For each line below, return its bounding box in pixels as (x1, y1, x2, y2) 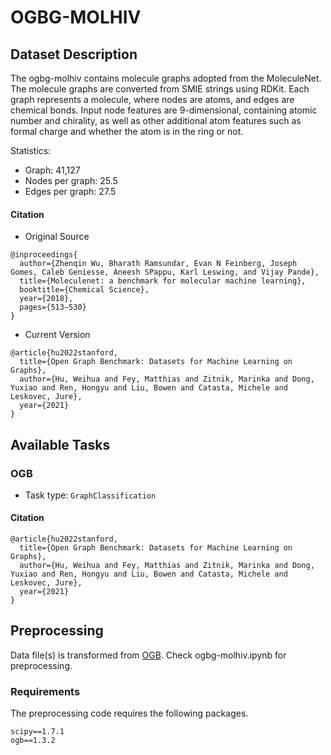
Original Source (24, 231, 90, 243)
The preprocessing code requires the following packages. (10, 707, 249, 720)
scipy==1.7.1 (10, 727, 65, 737)
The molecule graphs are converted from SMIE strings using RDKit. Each (10, 83, 310, 95)
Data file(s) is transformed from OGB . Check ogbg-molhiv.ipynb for (10, 649, 287, 661)
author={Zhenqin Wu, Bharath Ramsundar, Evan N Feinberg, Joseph (19, 259, 298, 269)
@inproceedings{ (10, 250, 78, 260)
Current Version (24, 329, 91, 341)
